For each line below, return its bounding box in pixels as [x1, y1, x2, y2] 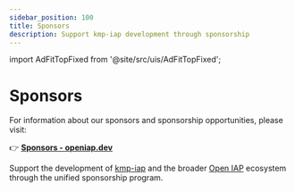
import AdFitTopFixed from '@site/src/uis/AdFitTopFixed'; [9, 54, 222, 65]
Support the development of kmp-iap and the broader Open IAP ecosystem [9, 163, 287, 174]
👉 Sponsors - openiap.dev [9, 142, 114, 153]
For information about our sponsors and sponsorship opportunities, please [9, 115, 283, 126]
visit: [9, 124, 27, 135]
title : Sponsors [9, 21, 70, 30]
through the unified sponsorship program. [9, 172, 164, 183]
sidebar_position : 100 [9, 13, 94, 22]
